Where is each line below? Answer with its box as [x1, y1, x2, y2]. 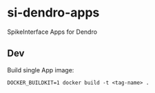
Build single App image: [7, 65, 74, 74]
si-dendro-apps [7, 5, 100, 21]
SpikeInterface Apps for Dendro [7, 28, 98, 36]
